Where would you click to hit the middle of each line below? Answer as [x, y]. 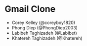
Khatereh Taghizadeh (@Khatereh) [47, 38]
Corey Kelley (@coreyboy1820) [43, 23]
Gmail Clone [30, 9]
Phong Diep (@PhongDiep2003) [44, 27]
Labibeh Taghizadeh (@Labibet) [44, 33]
